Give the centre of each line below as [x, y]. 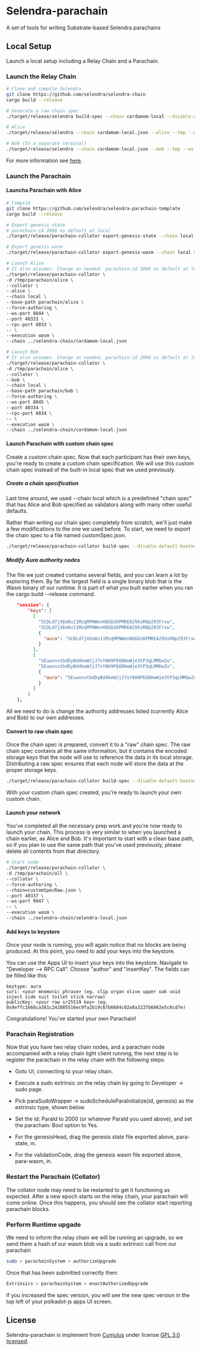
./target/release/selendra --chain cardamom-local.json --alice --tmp [96, 133]
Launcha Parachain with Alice [44, 190]
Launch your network [33, 812]
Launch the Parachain [39, 176]
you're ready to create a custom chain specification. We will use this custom [100, 463]
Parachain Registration [40, 1034]
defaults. [17, 511]
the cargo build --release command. [51, 594]
